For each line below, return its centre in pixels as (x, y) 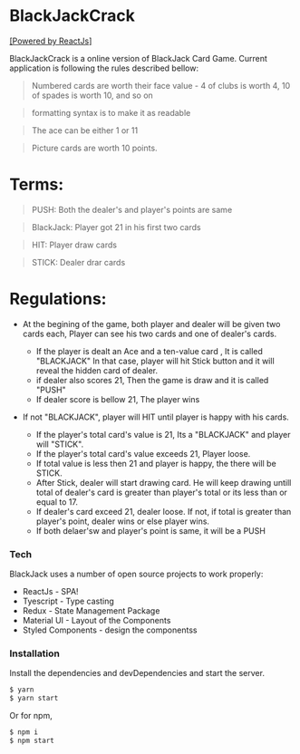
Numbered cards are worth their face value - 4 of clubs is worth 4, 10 (161, 85)
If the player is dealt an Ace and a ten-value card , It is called (149, 351)
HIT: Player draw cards (74, 245)
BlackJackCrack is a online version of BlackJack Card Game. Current (138, 58)
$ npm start (32, 741)
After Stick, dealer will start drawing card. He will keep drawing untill (164, 482)
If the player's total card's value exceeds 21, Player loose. (143, 453)
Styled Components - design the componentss (110, 630)
